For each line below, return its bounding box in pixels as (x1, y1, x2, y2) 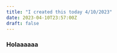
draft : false (6, 20, 39, 26)
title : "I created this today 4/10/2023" (6, 9, 113, 15)
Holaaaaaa (6, 40, 38, 49)
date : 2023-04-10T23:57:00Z (6, 15, 78, 21)
